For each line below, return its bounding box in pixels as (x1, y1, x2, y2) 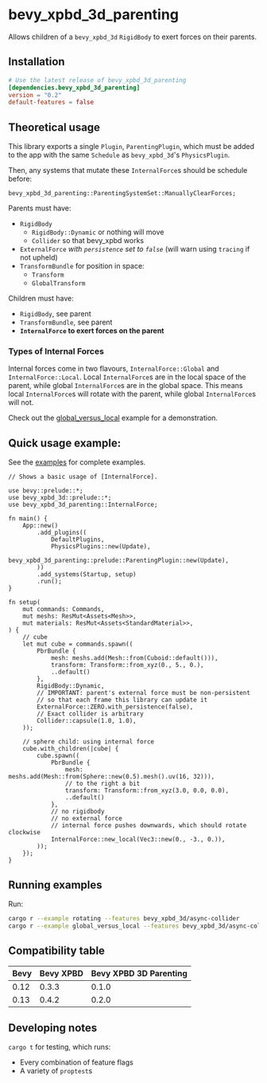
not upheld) (19, 253, 58, 262)
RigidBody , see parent (19, 309, 91, 319)
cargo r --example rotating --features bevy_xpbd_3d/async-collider (8, 914, 240, 922)
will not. (8, 398, 34, 407)
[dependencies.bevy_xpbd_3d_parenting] (8, 84, 141, 92)
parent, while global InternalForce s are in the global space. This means (8, 381, 243, 390)
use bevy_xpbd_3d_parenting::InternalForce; (8, 500, 158, 509)
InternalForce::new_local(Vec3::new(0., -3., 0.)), (50, 835, 226, 844)
